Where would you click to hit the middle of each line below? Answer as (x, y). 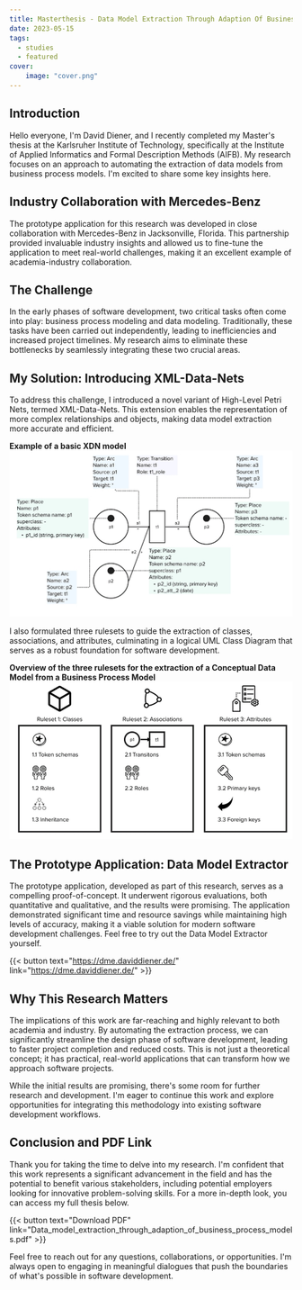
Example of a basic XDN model (68, 447)
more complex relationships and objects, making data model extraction (141, 419)
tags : (19, 38)
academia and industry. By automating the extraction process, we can (139, 1030)
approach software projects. (62, 1069)
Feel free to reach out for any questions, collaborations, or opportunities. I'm (151, 1257)
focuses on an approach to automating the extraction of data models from (146, 164)
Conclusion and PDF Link (81, 1143)
